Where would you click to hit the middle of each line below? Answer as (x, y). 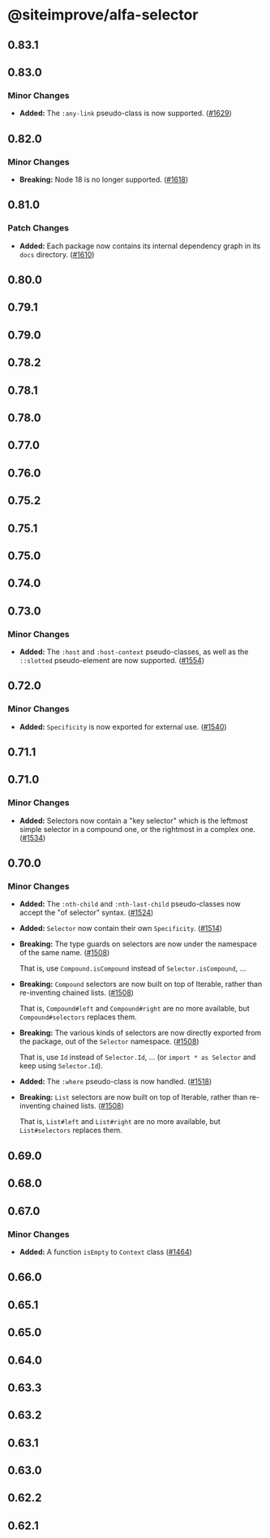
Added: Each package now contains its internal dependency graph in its (140, 246)
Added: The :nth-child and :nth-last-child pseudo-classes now (130, 904)
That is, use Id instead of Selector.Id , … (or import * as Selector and (137, 1058)
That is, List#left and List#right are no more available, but (120, 1122)
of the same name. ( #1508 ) (64, 953)
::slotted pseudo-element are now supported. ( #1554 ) (111, 661)
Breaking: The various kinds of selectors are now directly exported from (140, 1033)
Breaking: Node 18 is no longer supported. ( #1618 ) (104, 179)
